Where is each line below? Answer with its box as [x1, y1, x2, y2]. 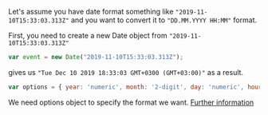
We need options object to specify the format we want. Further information [8, 97, 254, 107]
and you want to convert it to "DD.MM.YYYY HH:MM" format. [70, 15, 258, 25]
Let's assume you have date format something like [8, 7, 174, 16]
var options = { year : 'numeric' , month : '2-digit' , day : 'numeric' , [8, 83, 245, 91]
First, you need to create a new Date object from [8, 31, 167, 40]
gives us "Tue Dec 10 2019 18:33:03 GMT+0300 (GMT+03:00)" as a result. [8, 67, 244, 77]
